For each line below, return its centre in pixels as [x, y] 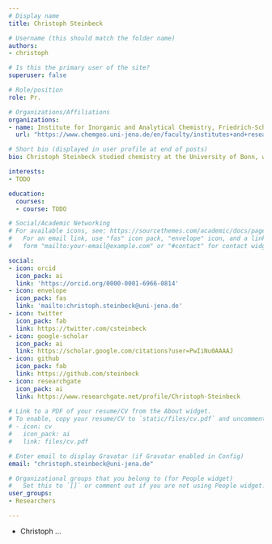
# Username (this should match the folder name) [92, 38]
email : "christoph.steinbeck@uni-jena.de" [81, 464]
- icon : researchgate [45, 381]
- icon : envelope [38, 291]
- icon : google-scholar [49, 336]
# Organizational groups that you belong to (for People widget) [121, 478]
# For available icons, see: [57, 231]
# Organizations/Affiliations [59, 112]
